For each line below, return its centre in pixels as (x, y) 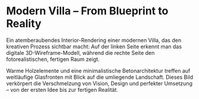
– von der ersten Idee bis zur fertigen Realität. (62, 89)
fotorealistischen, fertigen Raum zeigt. (53, 59)
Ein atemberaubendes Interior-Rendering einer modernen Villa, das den (94, 40)
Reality (24, 24)
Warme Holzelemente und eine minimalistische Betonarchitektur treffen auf (98, 70)
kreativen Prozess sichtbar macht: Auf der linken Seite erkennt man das (94, 47)
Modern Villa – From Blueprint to (87, 11)
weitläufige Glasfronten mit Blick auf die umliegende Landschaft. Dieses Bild (100, 77)
